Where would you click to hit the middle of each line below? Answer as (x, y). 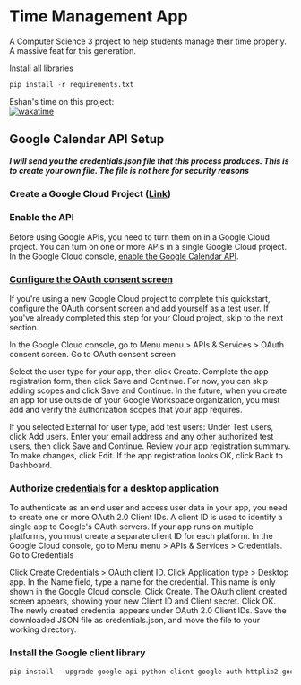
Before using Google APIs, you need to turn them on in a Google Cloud (140, 237)
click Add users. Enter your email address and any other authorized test (142, 437)
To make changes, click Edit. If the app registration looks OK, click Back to (146, 456)
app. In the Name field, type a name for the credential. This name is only (142, 582)
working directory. (43, 629)
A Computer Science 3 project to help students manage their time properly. (148, 41)
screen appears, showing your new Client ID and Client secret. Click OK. (142, 601)
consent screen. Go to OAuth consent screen (93, 355)
